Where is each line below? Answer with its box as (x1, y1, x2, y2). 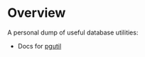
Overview (7, 5, 66, 21)
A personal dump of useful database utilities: (7, 28, 139, 37)
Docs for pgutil (17, 42, 62, 50)
